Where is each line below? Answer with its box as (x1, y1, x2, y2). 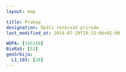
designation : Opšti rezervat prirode (6, 25, 99, 30)
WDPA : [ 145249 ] (6, 40, 44, 47)
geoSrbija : (6, 52, 33, 57)
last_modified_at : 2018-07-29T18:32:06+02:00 (6, 30, 120, 36)
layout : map (6, 8, 35, 15)
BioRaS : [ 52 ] (6, 46, 38, 52)
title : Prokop (6, 19, 41, 25)
